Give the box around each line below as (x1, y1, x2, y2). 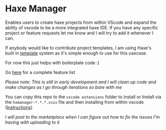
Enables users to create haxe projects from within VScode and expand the (5, 19, 157, 25)
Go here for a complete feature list (5, 69, 75, 75)
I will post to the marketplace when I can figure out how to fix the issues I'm (5, 114, 160, 120)
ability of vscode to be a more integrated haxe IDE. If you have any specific (5, 24, 159, 30)
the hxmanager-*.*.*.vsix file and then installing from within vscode (5, 99, 144, 105)
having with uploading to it (5, 119, 60, 125)
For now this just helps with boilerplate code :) (5, 60, 100, 65)
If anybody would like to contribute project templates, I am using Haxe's (5, 45, 152, 51)
